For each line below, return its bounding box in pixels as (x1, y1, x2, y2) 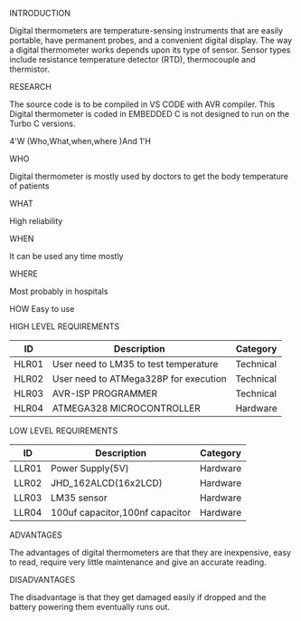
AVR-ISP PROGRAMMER (52, 387, 158, 400)
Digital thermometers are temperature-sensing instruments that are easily (9, 25, 283, 35)
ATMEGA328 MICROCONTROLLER (52, 403, 201, 414)
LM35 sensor (51, 491, 108, 504)
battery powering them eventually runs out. (9, 602, 170, 612)
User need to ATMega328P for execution (52, 373, 228, 384)
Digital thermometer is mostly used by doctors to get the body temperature (9, 171, 289, 181)
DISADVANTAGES (9, 575, 75, 585)
